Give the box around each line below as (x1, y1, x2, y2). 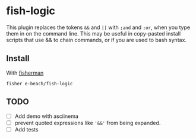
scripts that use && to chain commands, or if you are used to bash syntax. (6, 36, 187, 43)
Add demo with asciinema (14, 113, 79, 120)
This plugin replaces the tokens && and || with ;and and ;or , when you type (6, 24, 191, 31)
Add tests (14, 126, 39, 133)
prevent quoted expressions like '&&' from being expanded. (14, 119, 161, 126)
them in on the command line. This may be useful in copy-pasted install (6, 30, 181, 37)
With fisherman (6, 69, 44, 76)
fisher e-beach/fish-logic (6, 81, 73, 86)
